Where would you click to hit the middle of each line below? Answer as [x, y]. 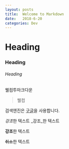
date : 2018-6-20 [24, 19]
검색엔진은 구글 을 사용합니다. [32, 111]
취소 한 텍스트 [17, 141]
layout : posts [19, 9]
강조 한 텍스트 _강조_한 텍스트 [32, 121]
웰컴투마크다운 [19, 90]
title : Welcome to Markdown [34, 14]
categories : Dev [21, 23]
